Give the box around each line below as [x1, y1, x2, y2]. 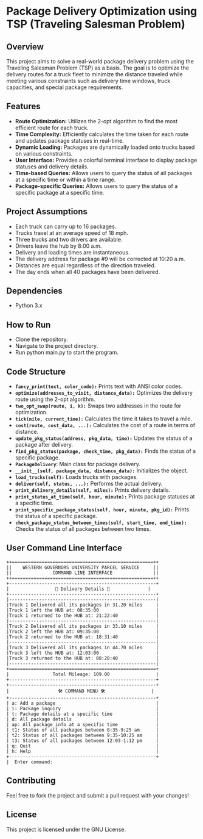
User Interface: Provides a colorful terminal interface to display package [15, 156, 198, 164]
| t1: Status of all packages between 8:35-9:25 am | [6, 727, 159, 733]
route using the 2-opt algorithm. [15, 395, 95, 403]
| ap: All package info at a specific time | [6, 721, 159, 727]
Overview [6, 41, 44, 52]
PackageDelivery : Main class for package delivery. [15, 461, 141, 468]
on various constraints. [15, 149, 73, 157]
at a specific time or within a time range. [15, 176, 116, 183]
